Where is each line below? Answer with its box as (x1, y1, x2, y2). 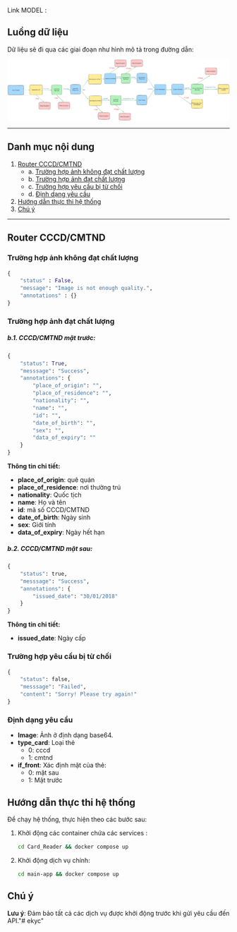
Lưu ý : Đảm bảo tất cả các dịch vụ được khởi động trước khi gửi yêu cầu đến (7, 909, 230, 917)
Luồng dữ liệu (7, 26, 69, 38)
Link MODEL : (7, 6, 47, 14)
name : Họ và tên (17, 498, 66, 507)
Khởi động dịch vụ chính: (17, 856, 90, 864)
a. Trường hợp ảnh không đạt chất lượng (28, 167, 145, 176)
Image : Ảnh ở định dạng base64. (17, 731, 114, 739)
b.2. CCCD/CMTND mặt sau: (7, 544, 93, 552)
